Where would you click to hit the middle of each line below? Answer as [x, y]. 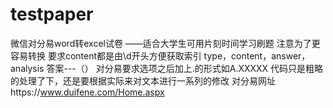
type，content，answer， [257, 55]
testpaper [52, 14]
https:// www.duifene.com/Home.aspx [87, 92]
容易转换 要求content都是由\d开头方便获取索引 [106, 55]
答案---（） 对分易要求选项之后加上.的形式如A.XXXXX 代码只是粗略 [185, 68]
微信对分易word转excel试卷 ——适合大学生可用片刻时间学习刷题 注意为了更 [165, 43]
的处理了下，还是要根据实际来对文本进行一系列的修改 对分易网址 [143, 80]
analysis [27, 68]
